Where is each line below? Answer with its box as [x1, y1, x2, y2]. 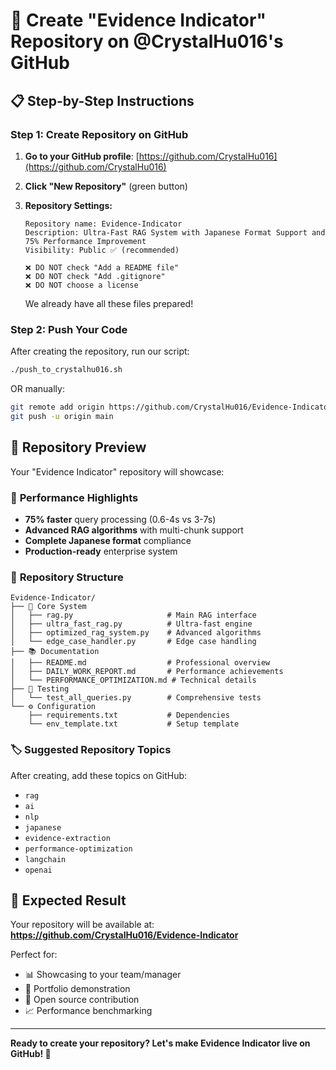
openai [24, 865, 53, 875]
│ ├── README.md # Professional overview [10, 658, 271, 668]
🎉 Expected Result [10, 892, 127, 909]
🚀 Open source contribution [24, 994, 140, 1006]
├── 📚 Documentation [10, 647, 100, 657]
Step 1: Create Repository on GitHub [10, 127, 189, 141]
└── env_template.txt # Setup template [28, 719, 240, 729]
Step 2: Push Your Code [10, 322, 128, 336]
